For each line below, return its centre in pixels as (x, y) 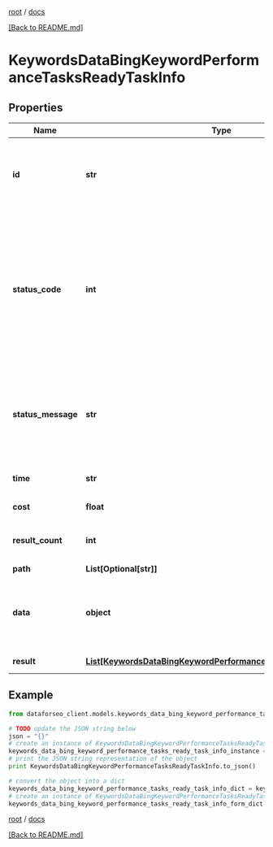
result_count (37, 540)
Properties (36, 108)
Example (31, 695)
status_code (37, 289)
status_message (45, 414)
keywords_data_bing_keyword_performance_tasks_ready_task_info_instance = (138, 751)
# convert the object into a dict (67, 781)
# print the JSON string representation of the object (103, 759)
